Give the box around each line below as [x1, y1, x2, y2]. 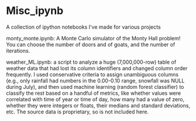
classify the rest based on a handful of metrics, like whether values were [6, 89, 181, 96]
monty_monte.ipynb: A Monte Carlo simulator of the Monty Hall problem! [6, 34, 181, 42]
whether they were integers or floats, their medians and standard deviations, [6, 102, 191, 109]
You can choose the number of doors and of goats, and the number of [6, 41, 176, 48]
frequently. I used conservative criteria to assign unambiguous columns [6, 71, 179, 78]
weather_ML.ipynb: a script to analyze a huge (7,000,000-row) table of [6, 58, 177, 65]
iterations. [6, 47, 30, 54]
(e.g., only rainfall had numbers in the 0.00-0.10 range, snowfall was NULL [6, 77, 185, 84]
